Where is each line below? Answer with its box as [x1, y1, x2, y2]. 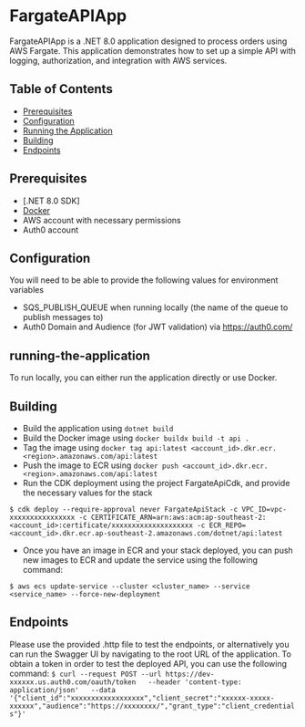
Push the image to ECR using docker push [22, 460, 179, 471]
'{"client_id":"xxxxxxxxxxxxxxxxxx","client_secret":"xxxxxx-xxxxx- [9, 693, 275, 702]
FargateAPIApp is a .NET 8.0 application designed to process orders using [9, 36, 288, 47]
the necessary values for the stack [22, 487, 153, 498]
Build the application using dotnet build [22, 423, 174, 433]
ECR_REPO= [208, 521, 247, 530]
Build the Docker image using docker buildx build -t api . [22, 432, 250, 443]
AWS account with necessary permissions [22, 214, 181, 225]
